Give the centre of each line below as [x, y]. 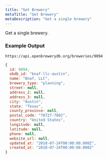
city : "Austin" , [26, 102]
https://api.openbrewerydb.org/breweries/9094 [54, 56]
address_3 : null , [27, 97]
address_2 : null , [27, 92]
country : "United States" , [37, 120]
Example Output [25, 46]
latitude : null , [26, 129]
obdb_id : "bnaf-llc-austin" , [40, 74]
